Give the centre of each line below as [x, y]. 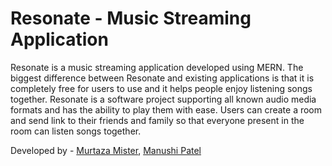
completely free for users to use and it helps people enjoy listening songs [161, 88]
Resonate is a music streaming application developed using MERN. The [157, 67]
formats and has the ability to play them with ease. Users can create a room [166, 109]
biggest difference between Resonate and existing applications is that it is [162, 78]
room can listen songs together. [76, 131]
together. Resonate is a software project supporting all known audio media [163, 99]
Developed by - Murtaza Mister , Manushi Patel [106, 150]
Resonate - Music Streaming [131, 18]
